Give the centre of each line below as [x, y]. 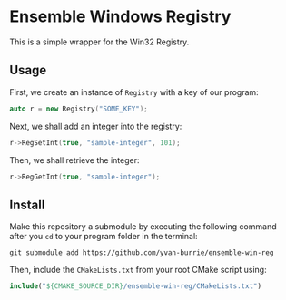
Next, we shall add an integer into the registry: [96, 126]
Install [27, 204]
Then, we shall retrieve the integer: [74, 160]
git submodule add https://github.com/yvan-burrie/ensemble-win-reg [142, 253]
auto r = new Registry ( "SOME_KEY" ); [79, 109]
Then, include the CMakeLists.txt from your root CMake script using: [138, 270]
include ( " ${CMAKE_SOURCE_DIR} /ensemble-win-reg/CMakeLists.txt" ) [135, 286]
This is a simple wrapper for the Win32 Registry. [99, 42]
